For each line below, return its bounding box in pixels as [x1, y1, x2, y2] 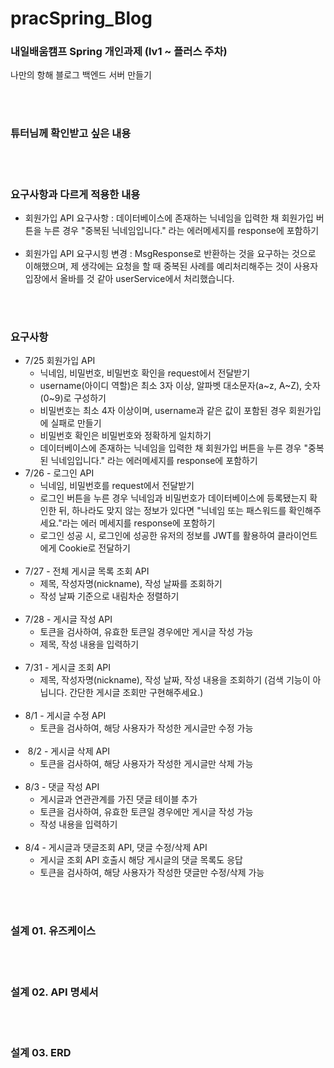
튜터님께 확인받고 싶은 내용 [10, 127, 132, 141]
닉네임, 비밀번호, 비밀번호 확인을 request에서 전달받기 [39, 367, 251, 379]
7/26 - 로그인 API [24, 467, 95, 479]
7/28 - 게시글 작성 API [24, 613, 113, 626]
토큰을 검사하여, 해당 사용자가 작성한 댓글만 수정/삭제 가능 [39, 867, 265, 879]
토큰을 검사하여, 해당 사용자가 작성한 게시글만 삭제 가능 [39, 758, 254, 770]
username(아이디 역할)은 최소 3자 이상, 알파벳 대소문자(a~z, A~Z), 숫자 [39, 380, 321, 392]
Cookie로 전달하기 [58, 542, 131, 554]
